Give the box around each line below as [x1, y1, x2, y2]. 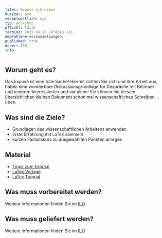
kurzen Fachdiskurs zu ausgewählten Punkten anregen [12, 136, 123, 142]
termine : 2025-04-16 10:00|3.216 [5, 30, 73, 34]
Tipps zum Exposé [12, 163, 50, 169]
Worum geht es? [5, 66, 56, 74]
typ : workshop [5, 20, 34, 26]
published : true [5, 39, 38, 44]
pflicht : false [5, 25, 36, 30]
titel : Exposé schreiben [5, 7, 55, 12]
